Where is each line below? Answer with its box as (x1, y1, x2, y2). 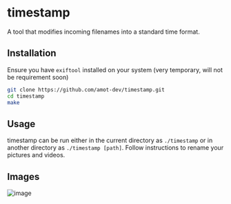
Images (7, 170, 40, 183)
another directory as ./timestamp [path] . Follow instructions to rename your (7, 144, 224, 152)
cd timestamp (7, 93, 45, 100)
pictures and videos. (7, 151, 66, 159)
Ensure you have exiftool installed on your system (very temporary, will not (7, 65, 223, 73)
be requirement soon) (7, 73, 69, 81)
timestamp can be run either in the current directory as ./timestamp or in (7, 136, 213, 145)
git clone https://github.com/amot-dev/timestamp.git (7, 86, 165, 93)
